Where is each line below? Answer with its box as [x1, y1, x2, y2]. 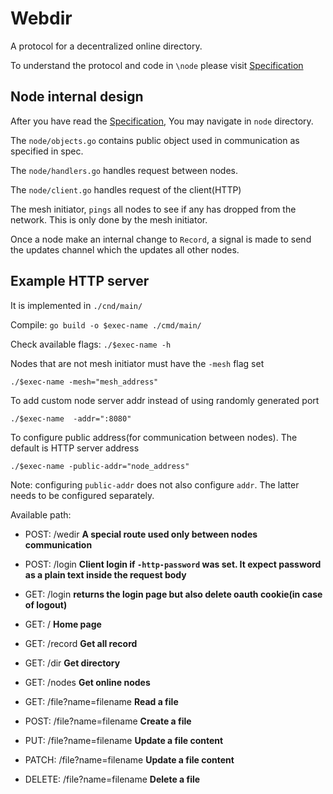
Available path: [10, 508, 72, 521]
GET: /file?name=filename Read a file [24, 695, 179, 707]
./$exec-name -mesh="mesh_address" [10, 377, 159, 387]
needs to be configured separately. [10, 489, 155, 501]
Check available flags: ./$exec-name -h [10, 338, 172, 350]
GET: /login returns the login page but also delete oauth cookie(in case [24, 588, 323, 600]
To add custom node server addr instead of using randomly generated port [10, 394, 320, 406]
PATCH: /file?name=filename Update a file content [24, 753, 235, 766]
